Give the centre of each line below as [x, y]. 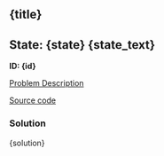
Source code [32, 100]
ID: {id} [23, 66]
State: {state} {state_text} [82, 45]
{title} [26, 15]
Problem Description [47, 83]
